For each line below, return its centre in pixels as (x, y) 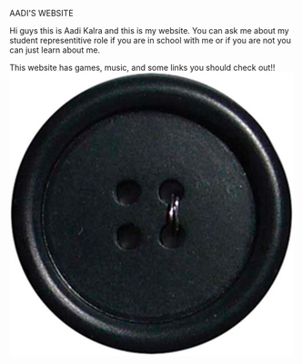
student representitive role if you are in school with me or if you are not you (150, 40)
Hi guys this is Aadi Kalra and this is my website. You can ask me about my (149, 30)
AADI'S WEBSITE (42, 13)
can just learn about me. (55, 50)
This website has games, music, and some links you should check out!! (142, 68)
